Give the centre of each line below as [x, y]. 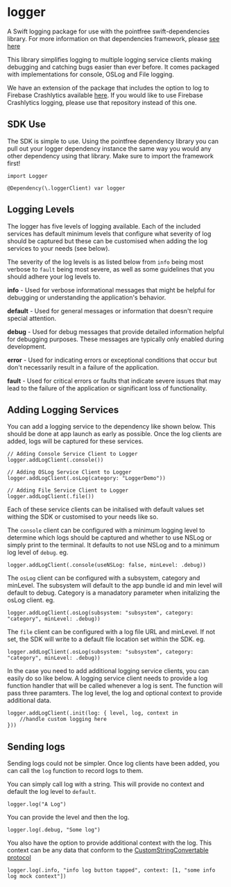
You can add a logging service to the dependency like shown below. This [112, 426]
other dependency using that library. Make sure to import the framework [110, 156]
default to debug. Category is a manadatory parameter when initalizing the [114, 593]
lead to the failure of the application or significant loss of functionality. [107, 388]
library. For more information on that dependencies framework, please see [113, 38]
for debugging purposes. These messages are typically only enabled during [115, 339]
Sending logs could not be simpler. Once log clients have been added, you [113, 763]
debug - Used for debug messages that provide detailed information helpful [115, 331]
